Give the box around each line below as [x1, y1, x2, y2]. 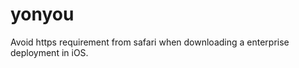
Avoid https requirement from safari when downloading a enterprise [10, 36, 290, 48]
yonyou [10, 3, 75, 26]
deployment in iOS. [10, 46, 89, 58]
